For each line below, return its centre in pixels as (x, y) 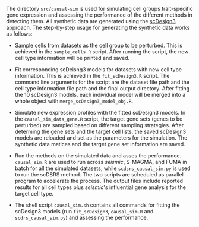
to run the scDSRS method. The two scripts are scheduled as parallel (99, 174)
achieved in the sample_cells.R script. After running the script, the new (102, 52)
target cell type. (34, 193)
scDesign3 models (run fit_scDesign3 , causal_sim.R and (84, 211)
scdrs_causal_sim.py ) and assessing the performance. (81, 217)
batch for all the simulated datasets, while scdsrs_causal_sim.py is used (102, 168)
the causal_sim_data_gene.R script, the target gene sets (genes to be (99, 119)
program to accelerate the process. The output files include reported (99, 181)
